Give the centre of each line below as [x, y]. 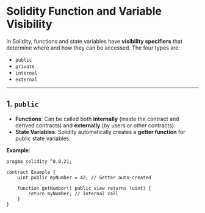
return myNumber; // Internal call [74, 193]
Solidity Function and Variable [84, 11]
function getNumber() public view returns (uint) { [84, 188]
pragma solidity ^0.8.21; [39, 161]
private [25, 66]
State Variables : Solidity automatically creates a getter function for [100, 132]
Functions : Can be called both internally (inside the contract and [97, 119]
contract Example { [31, 172]
